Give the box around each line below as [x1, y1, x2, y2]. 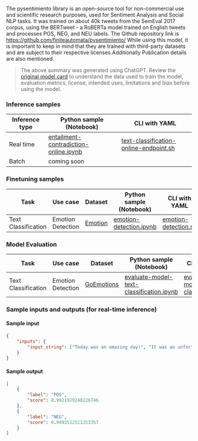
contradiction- [48, 140, 90, 148]
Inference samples [6, 100, 61, 108]
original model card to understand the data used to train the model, [20, 73, 184, 80]
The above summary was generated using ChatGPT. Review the [20, 67, 176, 73]
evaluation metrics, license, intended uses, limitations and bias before [20, 79, 190, 86]
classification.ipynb [124, 287, 179, 296]
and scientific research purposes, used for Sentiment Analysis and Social [6, 11, 184, 18]
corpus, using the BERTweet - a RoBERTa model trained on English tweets [6, 24, 186, 31]
